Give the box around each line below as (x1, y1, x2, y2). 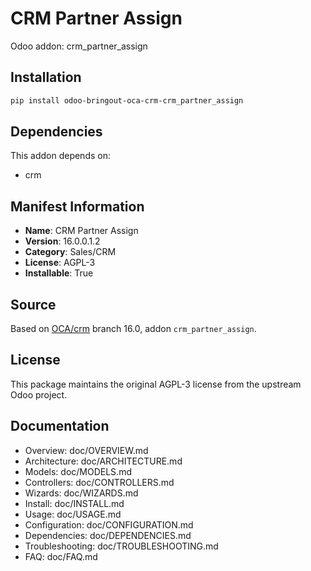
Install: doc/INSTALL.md (24, 497, 125, 509)
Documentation (10, 418, 110, 435)
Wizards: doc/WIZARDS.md (24, 487, 139, 499)
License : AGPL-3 (24, 257, 96, 269)
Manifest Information (10, 198, 145, 215)
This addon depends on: (10, 150, 111, 162)
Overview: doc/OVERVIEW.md (24, 444, 149, 456)
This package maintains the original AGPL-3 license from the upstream (10, 378, 302, 390)
